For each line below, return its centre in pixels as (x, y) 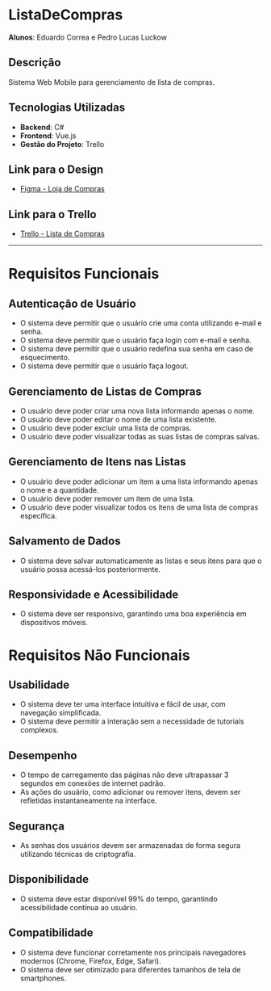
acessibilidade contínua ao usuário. (79, 907)
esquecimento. (45, 358)
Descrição (35, 63)
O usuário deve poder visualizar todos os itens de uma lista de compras (139, 507)
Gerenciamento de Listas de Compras (105, 391)
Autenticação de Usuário (72, 303)
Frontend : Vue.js (48, 136)
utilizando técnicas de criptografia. (78, 855)
